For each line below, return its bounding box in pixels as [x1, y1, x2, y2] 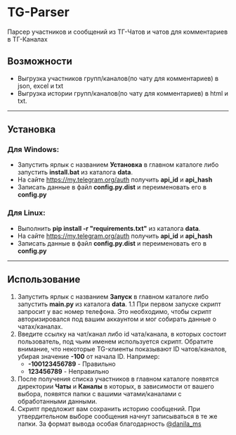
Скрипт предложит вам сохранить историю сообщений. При [17, 404, 201, 412]
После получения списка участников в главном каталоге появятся [17, 374, 219, 383]
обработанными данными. [17, 397, 98, 405]
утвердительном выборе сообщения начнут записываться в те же [17, 412, 218, 420]
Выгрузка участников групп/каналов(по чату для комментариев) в [17, 74, 219, 82]
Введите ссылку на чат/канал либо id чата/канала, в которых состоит [17, 329, 227, 338]
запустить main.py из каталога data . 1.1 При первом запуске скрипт [17, 300, 221, 308]
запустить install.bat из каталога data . [17, 168, 133, 177]
